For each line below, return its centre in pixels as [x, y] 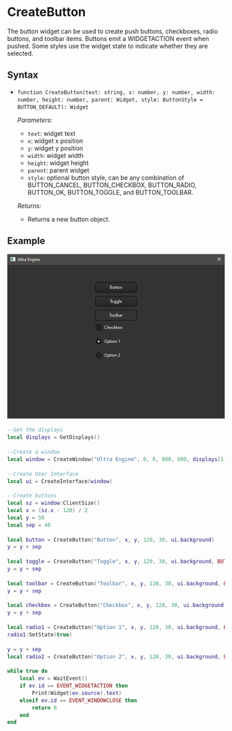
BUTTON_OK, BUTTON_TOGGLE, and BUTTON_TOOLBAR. [110, 192]
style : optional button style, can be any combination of [106, 177]
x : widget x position [55, 141]
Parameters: [35, 120]
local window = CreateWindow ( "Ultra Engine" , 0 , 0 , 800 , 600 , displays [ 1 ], [118, 459]
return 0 [45, 707]
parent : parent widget [58, 170]
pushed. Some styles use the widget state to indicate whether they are [108, 46]
